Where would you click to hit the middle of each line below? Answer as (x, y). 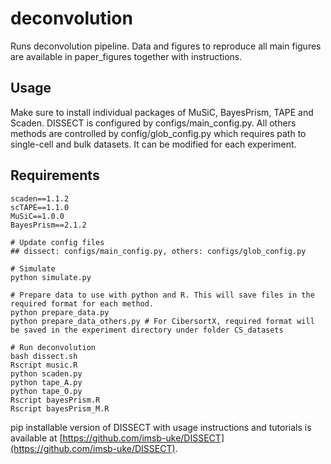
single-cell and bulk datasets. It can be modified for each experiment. (153, 144)
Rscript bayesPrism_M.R (60, 408)
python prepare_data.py (60, 312)
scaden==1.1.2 (40, 198)
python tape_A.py (46, 382)
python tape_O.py (46, 391)
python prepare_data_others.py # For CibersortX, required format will (162, 321)
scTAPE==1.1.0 (40, 207)
